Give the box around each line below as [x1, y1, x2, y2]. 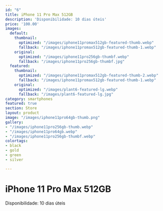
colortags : [5, 138, 28, 144]
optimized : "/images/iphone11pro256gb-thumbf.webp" [18, 54, 129, 59]
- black [5, 143, 22, 149]
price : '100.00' [5, 21, 39, 27]
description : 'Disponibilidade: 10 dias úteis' [5, 17, 107, 22]
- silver [5, 157, 24, 162]
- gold [5, 148, 19, 153]
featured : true [5, 101, 37, 106]
